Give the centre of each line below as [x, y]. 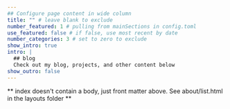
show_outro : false [34, 71]
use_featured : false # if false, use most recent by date [92, 33]
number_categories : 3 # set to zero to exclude [77, 39]
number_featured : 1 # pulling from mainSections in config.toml [102, 26]
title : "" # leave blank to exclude [60, 20]
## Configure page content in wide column [69, 13]
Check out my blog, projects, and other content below [94, 65]
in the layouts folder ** [39, 98]
